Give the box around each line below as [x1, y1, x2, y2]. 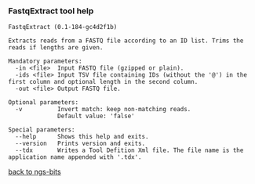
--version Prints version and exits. [15, 139, 146, 148]
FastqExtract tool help [8, 5, 94, 16]
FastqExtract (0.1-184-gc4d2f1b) [8, 23, 118, 31]
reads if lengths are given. [8, 44, 104, 52]
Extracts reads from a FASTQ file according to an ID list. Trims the [8, 37, 244, 45]
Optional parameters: [8, 99, 79, 106]
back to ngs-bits [8, 167, 61, 177]
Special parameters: [8, 126, 76, 134]
